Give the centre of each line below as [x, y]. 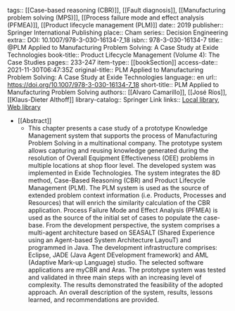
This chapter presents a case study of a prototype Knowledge [118, 128]
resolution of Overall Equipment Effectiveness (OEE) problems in [121, 158]
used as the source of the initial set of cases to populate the [115, 218]
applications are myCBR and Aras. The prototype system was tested [127, 270]
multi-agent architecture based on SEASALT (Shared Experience [121, 232]
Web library [24, 107]
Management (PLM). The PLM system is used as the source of [119, 188]
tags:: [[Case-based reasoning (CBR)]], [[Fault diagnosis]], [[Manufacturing [117, 10]
